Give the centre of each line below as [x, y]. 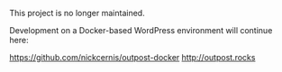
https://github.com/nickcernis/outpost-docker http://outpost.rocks [132, 57]
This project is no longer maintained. [77, 13]
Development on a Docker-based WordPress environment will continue [141, 30]
